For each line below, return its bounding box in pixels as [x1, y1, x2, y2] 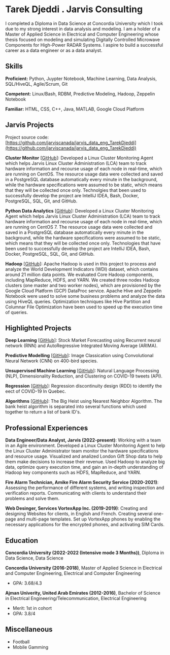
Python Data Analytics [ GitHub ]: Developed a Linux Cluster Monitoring [5, 208, 154, 214]
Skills [5, 62, 23, 71]
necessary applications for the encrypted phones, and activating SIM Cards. [5, 522, 165, 528]
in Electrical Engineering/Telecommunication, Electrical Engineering [5, 595, 147, 601]
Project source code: [5, 134, 49, 140]
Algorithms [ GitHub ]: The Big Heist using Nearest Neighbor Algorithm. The [5, 398, 162, 404]
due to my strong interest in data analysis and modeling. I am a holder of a [5, 25, 160, 31]
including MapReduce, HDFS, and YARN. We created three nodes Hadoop [5, 277, 160, 283]
